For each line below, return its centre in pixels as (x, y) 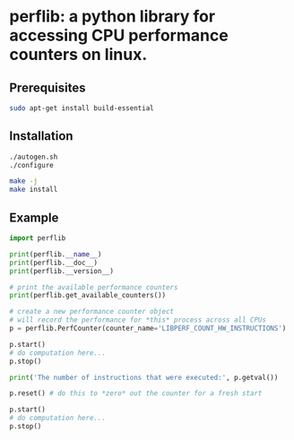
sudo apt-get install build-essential (82, 108)
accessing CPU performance (119, 35)
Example (34, 217)
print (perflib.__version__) (62, 271)
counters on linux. (78, 55)
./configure (31, 165)
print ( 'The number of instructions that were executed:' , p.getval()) (144, 377)
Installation (41, 136)
